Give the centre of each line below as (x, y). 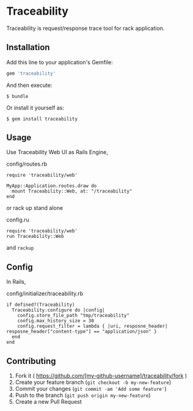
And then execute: (29, 85)
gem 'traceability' (31, 73)
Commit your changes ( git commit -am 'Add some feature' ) (91, 389)
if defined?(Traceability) (41, 305)
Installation (28, 47)
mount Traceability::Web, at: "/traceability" (72, 191)
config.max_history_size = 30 (56, 321)
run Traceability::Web (35, 237)
